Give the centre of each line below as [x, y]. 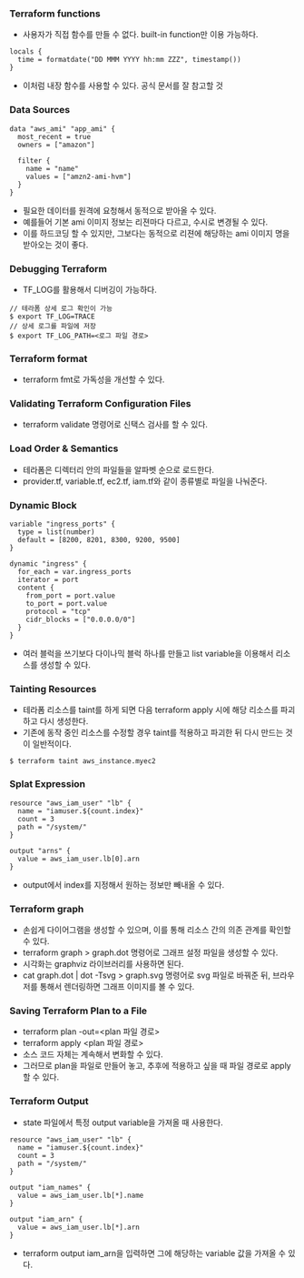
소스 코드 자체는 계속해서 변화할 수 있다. [93, 1054]
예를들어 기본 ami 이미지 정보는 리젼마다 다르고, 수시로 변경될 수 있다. [145, 222]
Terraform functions [55, 14]
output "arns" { [40, 850]
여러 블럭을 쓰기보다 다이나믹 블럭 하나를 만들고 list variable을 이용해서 [148, 654]
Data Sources [40, 110]
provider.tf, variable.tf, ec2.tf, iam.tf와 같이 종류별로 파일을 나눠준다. [145, 481]
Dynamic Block [43, 505]
